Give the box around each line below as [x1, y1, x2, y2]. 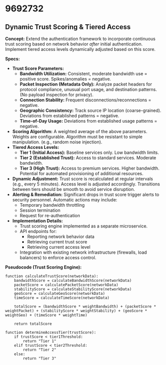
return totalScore [14, 321, 52, 326]
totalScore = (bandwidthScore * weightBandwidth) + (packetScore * [14, 304, 156, 309]
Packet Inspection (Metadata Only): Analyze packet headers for [19, 81, 152, 87]
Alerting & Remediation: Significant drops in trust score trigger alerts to [12, 191, 160, 197]
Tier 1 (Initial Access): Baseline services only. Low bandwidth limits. [19, 149, 160, 155]
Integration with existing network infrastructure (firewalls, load [19, 249, 147, 255]
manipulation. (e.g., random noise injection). [12, 139, 103, 145]
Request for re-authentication [19, 213, 80, 218]
